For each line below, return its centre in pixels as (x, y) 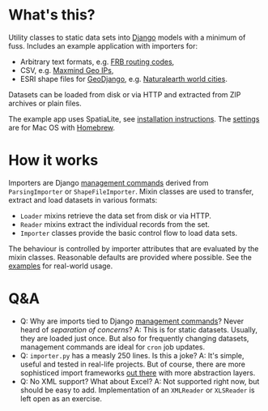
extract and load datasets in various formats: (83, 199)
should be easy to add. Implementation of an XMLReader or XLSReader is (137, 390)
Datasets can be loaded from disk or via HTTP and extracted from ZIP (125, 94)
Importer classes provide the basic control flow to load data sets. (128, 233)
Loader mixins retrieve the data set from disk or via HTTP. (116, 216)
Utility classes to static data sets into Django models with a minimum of (127, 37)
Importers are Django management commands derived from (108, 182)
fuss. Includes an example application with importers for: (103, 45)
